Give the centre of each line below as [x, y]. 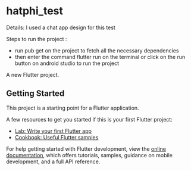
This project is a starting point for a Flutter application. [73, 108]
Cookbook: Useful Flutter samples [57, 137]
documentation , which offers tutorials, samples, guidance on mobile [89, 155]
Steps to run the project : [37, 39]
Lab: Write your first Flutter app [53, 131]
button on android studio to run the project [67, 63]
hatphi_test [35, 11]
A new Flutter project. [33, 74]
